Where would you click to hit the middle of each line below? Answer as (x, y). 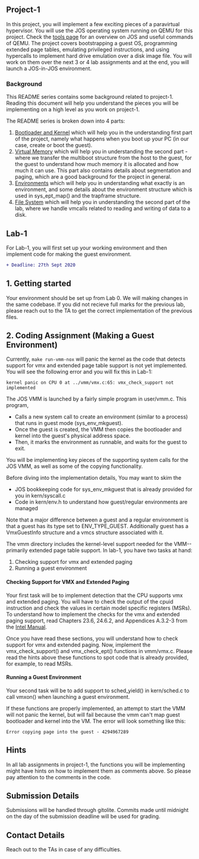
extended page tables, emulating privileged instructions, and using (88, 49)
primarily (17, 551)
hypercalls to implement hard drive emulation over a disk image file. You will (99, 55)
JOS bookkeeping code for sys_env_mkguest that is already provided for (104, 489)
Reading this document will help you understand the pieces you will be (93, 103)
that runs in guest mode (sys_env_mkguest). (69, 423)
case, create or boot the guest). (53, 145)
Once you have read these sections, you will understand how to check (92, 638)
